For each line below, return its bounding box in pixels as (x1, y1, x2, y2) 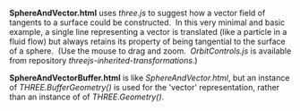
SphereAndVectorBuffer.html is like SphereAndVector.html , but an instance (9, 73, 290, 83)
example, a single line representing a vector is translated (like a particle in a (9, 27, 287, 37)
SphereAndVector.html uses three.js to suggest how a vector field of (9, 8, 266, 18)
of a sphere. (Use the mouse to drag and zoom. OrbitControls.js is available (9, 46, 292, 56)
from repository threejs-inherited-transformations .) (9, 55, 199, 65)
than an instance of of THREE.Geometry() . (9, 91, 165, 102)
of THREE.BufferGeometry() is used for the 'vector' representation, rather (9, 82, 280, 92)
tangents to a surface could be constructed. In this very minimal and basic (9, 17, 286, 28)
